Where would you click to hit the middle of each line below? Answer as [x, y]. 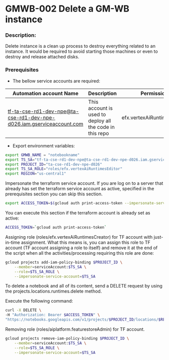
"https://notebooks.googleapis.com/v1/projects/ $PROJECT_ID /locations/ [82, 320]
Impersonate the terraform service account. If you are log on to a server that [84, 183]
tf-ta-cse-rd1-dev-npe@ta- [44, 111]
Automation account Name [46, 93]
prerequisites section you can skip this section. [54, 194]
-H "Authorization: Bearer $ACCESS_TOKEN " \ [53, 315]
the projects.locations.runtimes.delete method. [54, 291]
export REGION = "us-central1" [36, 174]
